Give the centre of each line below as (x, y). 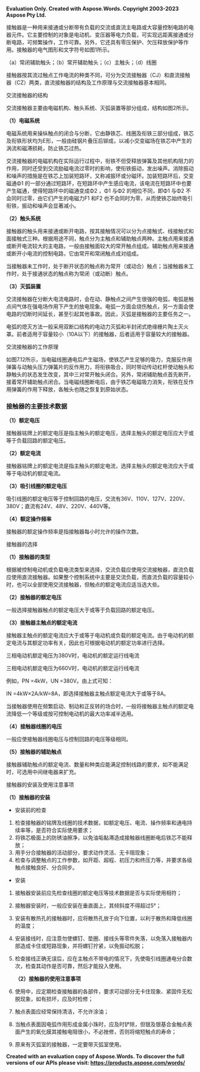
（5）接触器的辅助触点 (34, 752)
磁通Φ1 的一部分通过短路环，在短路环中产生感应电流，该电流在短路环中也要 (99, 183)
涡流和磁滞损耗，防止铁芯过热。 (45, 148)
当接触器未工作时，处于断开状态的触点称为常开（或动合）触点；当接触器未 (97, 266)
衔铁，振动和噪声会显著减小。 (43, 206)
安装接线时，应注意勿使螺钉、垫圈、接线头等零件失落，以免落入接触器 (101, 939)
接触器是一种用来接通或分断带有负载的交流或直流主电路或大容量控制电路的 (97, 27)
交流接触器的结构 (27, 95)
